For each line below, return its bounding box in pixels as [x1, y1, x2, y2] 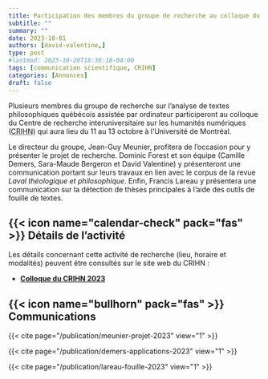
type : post [8, 49, 45, 57]
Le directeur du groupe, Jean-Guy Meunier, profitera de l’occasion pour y [8, 142, 251, 151]
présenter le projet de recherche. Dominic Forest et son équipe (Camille [8, 150, 246, 160]
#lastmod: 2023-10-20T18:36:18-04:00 [8, 57, 135, 65]
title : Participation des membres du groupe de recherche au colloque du [8, 11, 261, 20]
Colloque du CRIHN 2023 [19, 274, 106, 284]
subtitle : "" [8, 19, 52, 27]
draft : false [8, 79, 52, 87]
